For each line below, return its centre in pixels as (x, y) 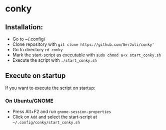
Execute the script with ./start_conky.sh (54, 60)
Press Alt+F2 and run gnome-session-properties (62, 112)
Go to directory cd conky (37, 50)
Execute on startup (35, 76)
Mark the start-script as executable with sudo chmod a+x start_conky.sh (87, 55)
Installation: (24, 27)
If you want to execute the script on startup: (50, 88)
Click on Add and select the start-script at (55, 117)
